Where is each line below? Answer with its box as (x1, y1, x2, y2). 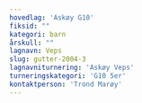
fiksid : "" (9, 21, 50, 30)
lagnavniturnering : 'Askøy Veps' (9, 64, 135, 73)
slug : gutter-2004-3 (9, 55, 87, 64)
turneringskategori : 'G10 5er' (9, 72, 127, 81)
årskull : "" (9, 38, 54, 47)
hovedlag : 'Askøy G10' (9, 13, 94, 22)
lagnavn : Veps (9, 47, 63, 56)
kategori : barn (9, 30, 67, 39)
